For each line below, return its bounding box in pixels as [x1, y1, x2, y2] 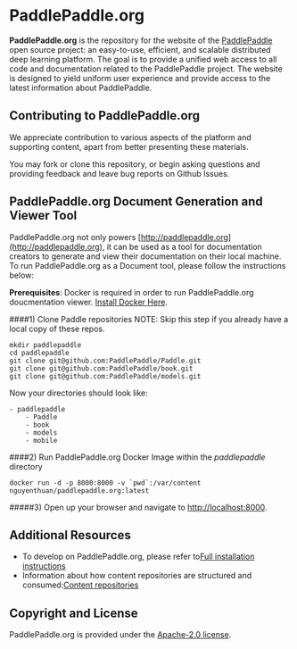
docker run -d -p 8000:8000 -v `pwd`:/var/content [9, 478, 202, 487]
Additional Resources [9, 528, 131, 543]
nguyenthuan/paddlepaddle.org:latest [9, 486, 150, 495]
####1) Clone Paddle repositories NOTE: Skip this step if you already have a [9, 313, 289, 324]
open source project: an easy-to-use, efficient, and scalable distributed [9, 44, 271, 54]
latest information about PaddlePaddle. [9, 82, 153, 93]
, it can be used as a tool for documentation [102, 241, 263, 252]
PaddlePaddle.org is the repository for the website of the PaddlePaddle [9, 35, 273, 46]
